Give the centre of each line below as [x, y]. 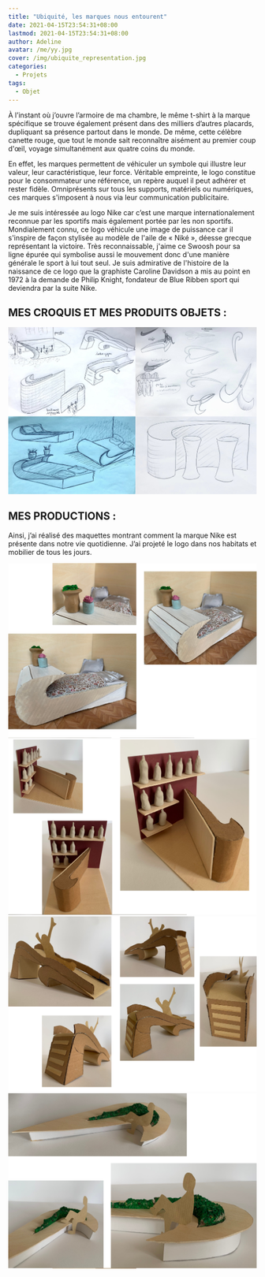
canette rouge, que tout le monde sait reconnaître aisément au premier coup [132, 140]
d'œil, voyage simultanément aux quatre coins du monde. [102, 148]
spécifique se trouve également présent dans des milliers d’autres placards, [131, 123]
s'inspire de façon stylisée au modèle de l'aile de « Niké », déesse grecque [130, 237]
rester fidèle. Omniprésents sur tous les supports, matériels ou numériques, [131, 188]
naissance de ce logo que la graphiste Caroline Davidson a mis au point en [129, 271]
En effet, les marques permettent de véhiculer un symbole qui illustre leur [127, 164]
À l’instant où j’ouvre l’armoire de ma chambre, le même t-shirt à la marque [129, 115]
